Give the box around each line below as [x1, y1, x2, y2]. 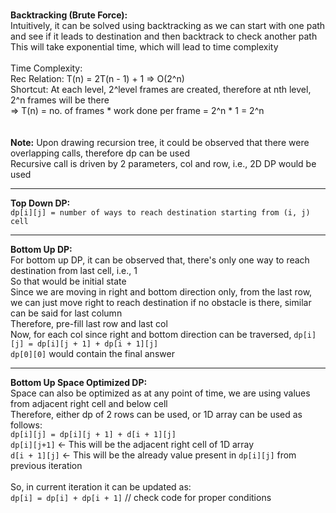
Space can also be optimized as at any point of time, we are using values [10, 387, 311, 399]
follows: [10, 419, 43, 431]
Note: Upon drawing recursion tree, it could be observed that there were [10, 137, 310, 148]
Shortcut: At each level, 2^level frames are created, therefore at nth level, [10, 84, 312, 95]
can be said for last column [10, 307, 123, 319]
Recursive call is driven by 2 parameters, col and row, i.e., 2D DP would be [10, 158, 317, 169]
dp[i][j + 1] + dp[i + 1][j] [36, 339, 159, 349]
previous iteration [10, 460, 83, 471]
